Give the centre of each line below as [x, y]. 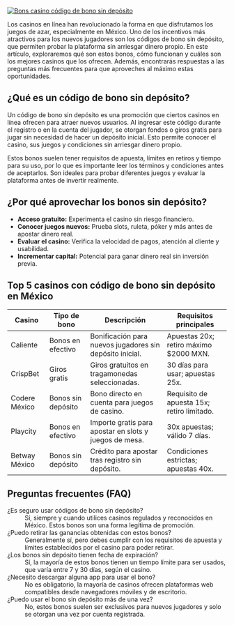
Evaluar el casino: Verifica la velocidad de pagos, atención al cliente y [118, 241]
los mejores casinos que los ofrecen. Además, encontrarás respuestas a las [116, 61]
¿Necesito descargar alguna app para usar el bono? [81, 577]
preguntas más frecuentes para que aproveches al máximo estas [100, 69]
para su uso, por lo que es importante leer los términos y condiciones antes [116, 165]
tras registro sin [116, 460]
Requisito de [187, 394]
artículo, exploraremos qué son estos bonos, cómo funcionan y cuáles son [114, 54]
